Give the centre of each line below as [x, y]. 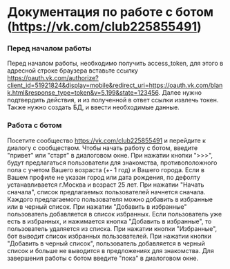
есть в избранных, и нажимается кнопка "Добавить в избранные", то [109, 221]
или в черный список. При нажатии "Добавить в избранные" [97, 206]
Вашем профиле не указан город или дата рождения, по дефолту [104, 177]
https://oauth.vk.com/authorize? [53, 78]
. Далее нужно [180, 93]
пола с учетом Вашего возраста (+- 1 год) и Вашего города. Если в [106, 169]
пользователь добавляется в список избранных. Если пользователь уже [115, 214]
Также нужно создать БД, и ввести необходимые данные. [93, 107]
